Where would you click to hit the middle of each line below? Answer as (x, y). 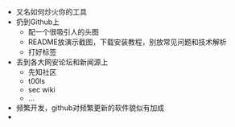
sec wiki (42, 90)
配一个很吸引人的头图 (63, 32)
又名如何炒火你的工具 (51, 12)
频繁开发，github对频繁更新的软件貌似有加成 (90, 108)
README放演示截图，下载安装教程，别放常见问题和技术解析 (127, 42)
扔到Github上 (38, 22)
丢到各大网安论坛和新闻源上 (62, 62)
